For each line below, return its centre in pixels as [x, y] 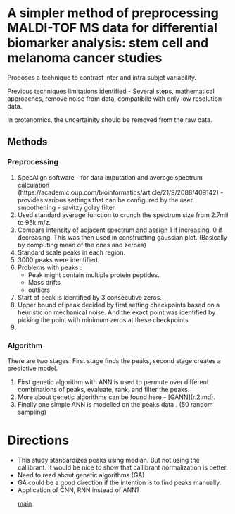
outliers [39, 290]
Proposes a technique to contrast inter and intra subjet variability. [102, 77]
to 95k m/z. [34, 222]
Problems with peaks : [50, 267]
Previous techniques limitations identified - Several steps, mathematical [111, 91]
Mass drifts [44, 282]
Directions [38, 440]
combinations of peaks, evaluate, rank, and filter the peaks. [103, 389]
